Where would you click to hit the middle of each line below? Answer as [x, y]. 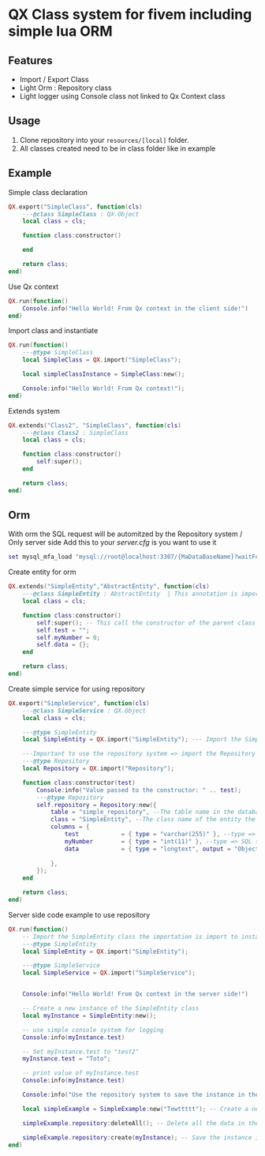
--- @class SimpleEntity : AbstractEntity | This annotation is [130, 594]
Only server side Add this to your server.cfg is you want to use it [112, 542]
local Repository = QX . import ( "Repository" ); [99, 769]
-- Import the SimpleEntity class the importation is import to [130, 936]
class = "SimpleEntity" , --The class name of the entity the [153, 820]
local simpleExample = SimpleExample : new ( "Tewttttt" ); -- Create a [135, 1109]
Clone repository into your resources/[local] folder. [104, 140]
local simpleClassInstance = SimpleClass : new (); [104, 374]
